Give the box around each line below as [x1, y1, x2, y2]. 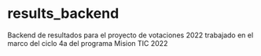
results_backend [7, 5, 119, 23]
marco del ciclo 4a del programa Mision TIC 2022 [7, 38, 168, 47]
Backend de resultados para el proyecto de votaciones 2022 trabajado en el [7, 30, 254, 40]
